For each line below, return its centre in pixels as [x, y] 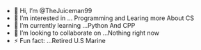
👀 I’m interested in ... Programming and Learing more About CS [104, 18]
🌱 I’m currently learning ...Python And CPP [74, 25]
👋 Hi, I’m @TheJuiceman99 [53, 11]
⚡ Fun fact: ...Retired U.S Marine [59, 41]
